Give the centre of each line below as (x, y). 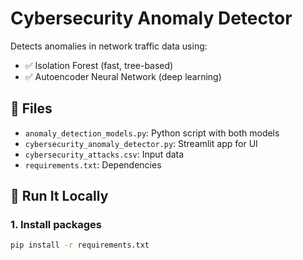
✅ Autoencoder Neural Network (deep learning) (123, 76)
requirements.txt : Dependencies (93, 164)
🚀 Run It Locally (59, 196)
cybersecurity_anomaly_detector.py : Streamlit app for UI (141, 143)
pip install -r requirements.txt (80, 245)
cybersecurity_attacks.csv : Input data (104, 154)
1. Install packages (56, 225)
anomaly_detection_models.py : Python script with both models (152, 133)
